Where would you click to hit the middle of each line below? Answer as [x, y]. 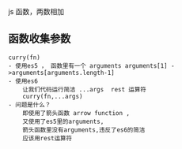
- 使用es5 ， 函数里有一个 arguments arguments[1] [88, 65]
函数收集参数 [40, 39]
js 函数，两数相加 [36, 11]
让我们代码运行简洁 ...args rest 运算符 [84, 89]
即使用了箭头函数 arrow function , [76, 113]
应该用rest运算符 [47, 138]
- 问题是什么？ [30, 105]
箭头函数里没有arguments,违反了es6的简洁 [84, 130]
